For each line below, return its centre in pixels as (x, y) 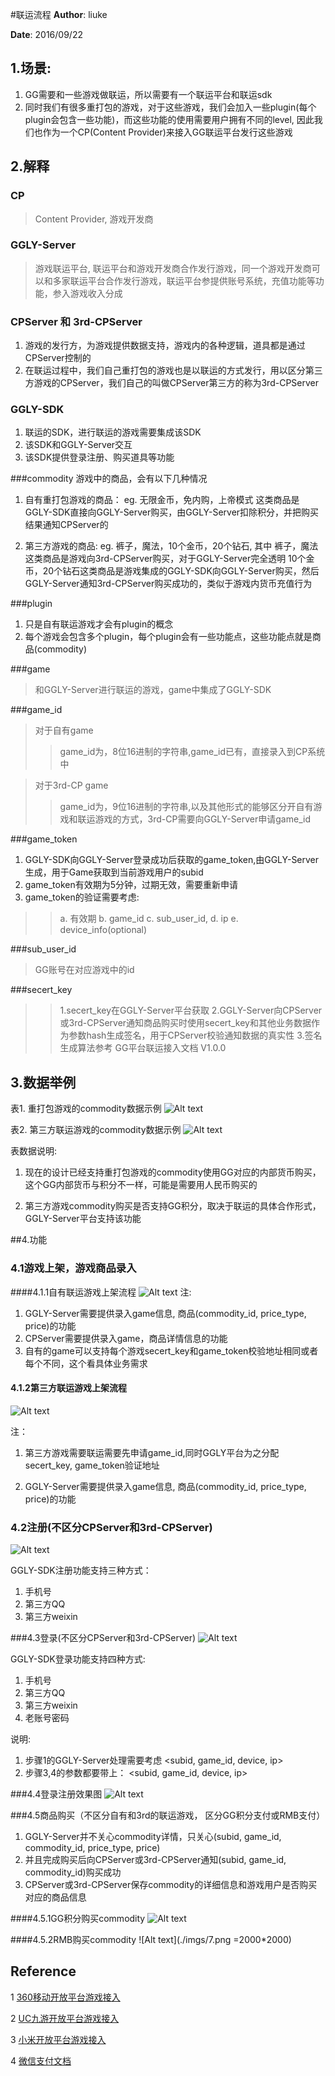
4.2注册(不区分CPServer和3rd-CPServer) (111, 1527)
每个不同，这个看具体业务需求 (86, 1363)
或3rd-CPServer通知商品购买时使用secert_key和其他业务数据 (185, 1023)
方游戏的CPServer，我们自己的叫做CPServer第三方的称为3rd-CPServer (171, 383)
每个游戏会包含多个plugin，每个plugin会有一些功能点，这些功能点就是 (168, 637)
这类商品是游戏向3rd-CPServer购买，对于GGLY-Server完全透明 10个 (165, 559)
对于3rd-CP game (71, 785)
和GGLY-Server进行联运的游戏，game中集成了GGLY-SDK (153, 690)
